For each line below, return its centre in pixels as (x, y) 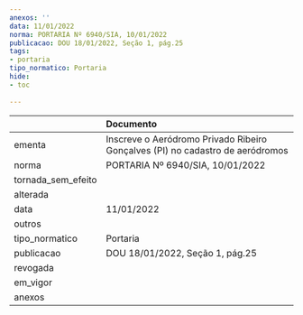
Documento (132, 124)
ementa (30, 144)
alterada (32, 194)
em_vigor (33, 283)
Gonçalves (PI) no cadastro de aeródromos (197, 150)
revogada (34, 267)
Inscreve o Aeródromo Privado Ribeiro (187, 139)
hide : (19, 77)
